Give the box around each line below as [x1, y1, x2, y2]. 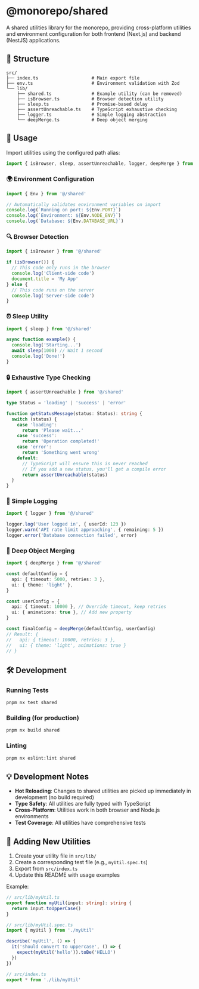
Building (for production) [6, 714, 79, 722]
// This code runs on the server [11, 287, 95, 293]
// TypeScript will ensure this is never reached [21, 460, 148, 466]
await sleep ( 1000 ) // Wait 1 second [11, 348, 102, 354]
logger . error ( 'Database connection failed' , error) [6, 533, 137, 539]
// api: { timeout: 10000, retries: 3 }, [6, 637, 116, 643]
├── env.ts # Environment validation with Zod [6, 80, 180, 86]
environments [14, 813, 49, 820]
